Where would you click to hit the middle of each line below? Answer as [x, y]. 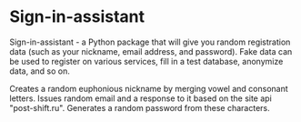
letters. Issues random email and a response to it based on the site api [141, 98]
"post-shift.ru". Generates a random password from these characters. [140, 107]
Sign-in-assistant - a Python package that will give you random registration [150, 42]
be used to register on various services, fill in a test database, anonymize [146, 61]
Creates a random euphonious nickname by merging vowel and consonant [149, 88]
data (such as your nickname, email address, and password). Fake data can [151, 51]
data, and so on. [40, 71]
